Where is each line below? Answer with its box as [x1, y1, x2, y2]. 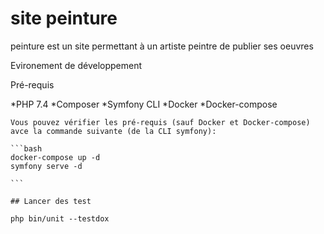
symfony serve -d [10, 161, 83, 171]
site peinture [10, 7, 118, 30]
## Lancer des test [10, 196, 92, 206]
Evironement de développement [10, 59, 143, 71]
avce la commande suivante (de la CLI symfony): [10, 126, 217, 136]
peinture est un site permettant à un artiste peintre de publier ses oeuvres [10, 40, 314, 52]
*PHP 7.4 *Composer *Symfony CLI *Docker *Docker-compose [10, 98, 278, 110]
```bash [10, 143, 43, 154]
